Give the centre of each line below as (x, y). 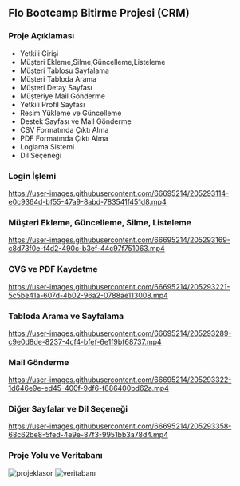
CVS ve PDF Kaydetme (53, 269)
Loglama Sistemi (47, 146)
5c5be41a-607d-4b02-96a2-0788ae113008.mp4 (89, 295)
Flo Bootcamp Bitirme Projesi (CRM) (99, 13)
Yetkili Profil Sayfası (52, 104)
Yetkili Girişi (39, 53)
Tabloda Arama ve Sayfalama (66, 316)
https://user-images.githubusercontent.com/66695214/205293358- (120, 426)
